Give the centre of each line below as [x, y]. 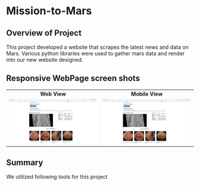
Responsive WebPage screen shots [73, 78]
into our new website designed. [45, 60]
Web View [53, 94]
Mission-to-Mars [49, 11]
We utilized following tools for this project [57, 177]
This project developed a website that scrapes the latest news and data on [98, 47]
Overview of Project [44, 33]
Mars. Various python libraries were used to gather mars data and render [96, 53]
